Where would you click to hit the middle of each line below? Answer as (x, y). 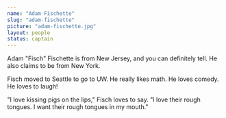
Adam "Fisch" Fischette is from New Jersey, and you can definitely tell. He (112, 58)
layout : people (29, 33)
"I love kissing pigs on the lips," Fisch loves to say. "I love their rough (104, 99)
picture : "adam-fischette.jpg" (52, 26)
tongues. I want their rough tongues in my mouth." (78, 107)
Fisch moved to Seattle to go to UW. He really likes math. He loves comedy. (113, 79)
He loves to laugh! (33, 86)
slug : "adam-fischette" (41, 20)
